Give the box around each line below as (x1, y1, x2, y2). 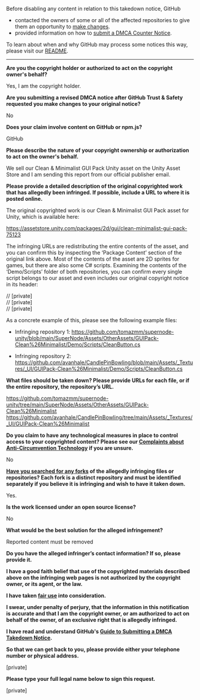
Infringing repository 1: (14, 328, 70, 335)
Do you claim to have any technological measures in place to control (6, 432, 179, 439)
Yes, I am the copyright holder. (6, 82, 82, 89)
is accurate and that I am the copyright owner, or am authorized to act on (6, 610, 190, 617)
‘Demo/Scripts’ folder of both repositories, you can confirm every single (6, 268, 183, 275)
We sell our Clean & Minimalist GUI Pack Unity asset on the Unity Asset (6, 164, 180, 172)
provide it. (6, 556, 32, 563)
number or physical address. (6, 652, 79, 659)
